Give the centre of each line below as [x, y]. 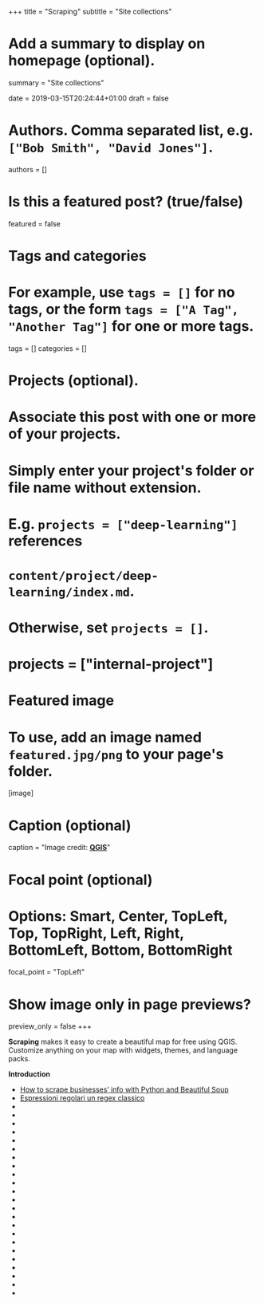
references [45, 541]
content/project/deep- [83, 575]
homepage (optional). [82, 61]
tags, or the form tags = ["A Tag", [124, 309]
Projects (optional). [74, 381]
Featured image [61, 701]
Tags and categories [77, 256]
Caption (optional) [70, 825]
